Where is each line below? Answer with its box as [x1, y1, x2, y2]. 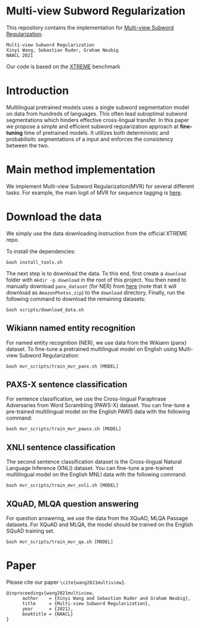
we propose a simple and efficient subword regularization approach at [6, 123, 179, 130]
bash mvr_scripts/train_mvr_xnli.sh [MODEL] [6, 483, 119, 489]
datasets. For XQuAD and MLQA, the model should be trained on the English [6, 521, 193, 528]
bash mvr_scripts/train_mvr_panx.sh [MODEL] [6, 363, 119, 369]
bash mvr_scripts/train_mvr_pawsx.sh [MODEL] [6, 426, 121, 432]
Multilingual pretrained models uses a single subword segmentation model [6, 104, 189, 111]
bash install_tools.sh [6, 259, 63, 265]
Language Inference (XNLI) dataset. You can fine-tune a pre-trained [6, 465, 174, 472]
